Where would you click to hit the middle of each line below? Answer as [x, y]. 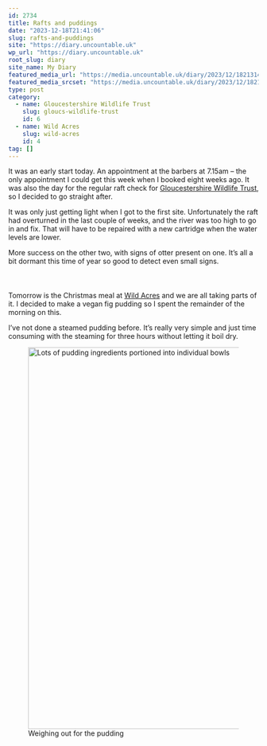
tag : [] [21, 149]
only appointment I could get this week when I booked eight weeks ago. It [129, 180]
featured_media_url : [43, 75]
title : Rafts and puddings [53, 23]
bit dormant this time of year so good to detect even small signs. [114, 261]
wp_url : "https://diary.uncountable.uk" [76, 52]
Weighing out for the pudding [76, 733]
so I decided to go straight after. [60, 196]
